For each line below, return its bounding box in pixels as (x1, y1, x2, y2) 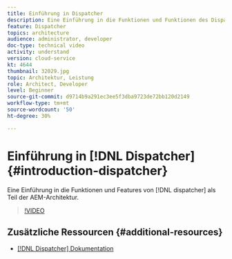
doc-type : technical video (7, 42, 85, 49)
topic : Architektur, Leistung (7, 74, 95, 81)
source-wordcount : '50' (7, 106, 76, 113)
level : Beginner (7, 87, 54, 94)
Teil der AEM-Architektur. (7, 193, 79, 201)
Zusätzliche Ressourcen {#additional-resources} (7, 226, 223, 238)
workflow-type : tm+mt (7, 100, 70, 107)
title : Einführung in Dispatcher (7, 10, 104, 17)
